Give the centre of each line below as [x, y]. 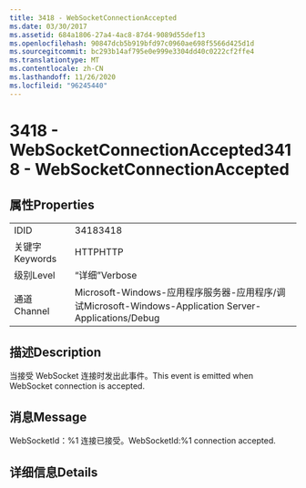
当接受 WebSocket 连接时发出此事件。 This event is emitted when [132, 376]
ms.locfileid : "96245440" [58, 86]
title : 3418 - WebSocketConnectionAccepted [93, 18]
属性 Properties [52, 205]
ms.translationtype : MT [55, 60]
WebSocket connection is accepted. [77, 386]
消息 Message [48, 417]
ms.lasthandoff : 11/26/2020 [63, 77]
